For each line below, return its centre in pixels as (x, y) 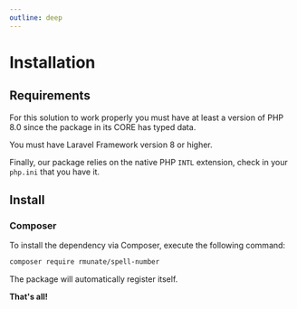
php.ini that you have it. (55, 172)
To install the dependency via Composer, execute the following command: (148, 246)
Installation (53, 62)
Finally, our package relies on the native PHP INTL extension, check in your (148, 162)
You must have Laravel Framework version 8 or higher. (111, 145)
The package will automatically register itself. (94, 279)
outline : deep (36, 18)
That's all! (29, 297)
